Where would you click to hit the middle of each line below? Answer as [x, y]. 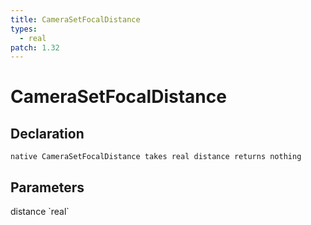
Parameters [47, 187]
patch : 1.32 [35, 47]
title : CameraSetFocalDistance [75, 19]
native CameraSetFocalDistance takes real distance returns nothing [156, 157]
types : [24, 29]
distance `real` [40, 212]
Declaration [47, 133]
